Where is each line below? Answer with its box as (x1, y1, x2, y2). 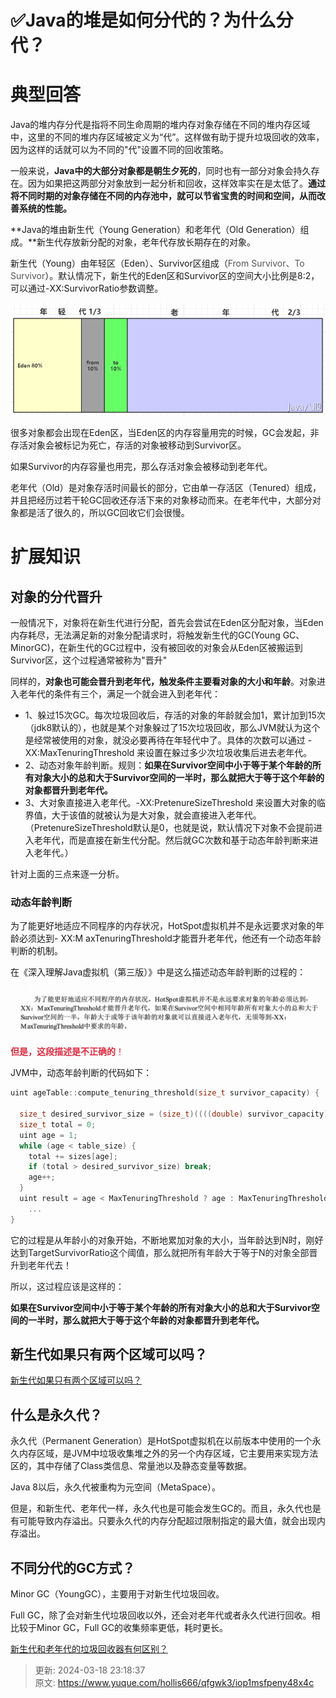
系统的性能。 (18, 202, 72, 215)
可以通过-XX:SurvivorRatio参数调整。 (10, 282, 164, 295)
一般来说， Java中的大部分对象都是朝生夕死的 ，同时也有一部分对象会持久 (10, 165, 312, 177)
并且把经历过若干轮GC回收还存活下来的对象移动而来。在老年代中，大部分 (10, 494, 313, 506)
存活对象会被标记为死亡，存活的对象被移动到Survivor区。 (10, 439, 247, 451)
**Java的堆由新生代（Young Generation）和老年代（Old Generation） (10, 224, 301, 236)
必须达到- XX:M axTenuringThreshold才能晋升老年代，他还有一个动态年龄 (18, 932, 322, 945)
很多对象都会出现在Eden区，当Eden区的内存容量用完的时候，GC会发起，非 (10, 427, 320, 439)
